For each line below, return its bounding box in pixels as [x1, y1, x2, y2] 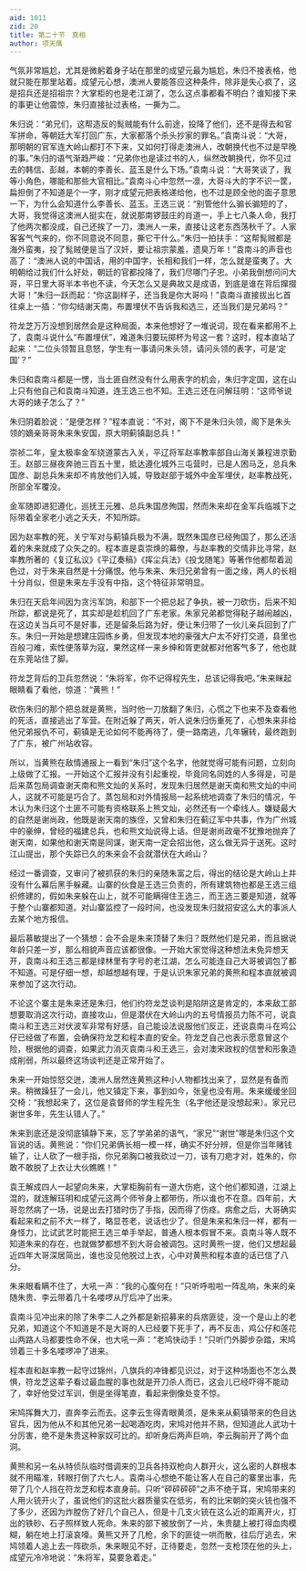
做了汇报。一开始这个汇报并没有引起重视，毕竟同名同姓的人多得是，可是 [25, 768, 297, 780]
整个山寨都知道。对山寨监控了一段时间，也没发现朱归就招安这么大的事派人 [16, 902, 297, 913]
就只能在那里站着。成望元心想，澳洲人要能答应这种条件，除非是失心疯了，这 [9, 77, 297, 88]
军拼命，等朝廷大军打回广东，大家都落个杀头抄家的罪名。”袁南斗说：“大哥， [9, 130, 292, 141]
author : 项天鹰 [9, 38, 63, 48]
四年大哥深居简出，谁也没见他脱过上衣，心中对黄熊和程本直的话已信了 [16, 1250, 280, 1261]
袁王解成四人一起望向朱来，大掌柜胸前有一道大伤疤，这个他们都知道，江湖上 [9, 1181, 297, 1192]
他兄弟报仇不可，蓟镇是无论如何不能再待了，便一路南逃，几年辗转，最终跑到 [9, 726, 297, 737]
